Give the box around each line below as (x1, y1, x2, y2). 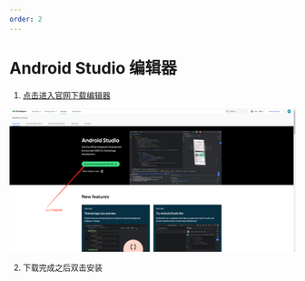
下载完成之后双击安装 (22, 262, 103, 273)
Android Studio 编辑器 (9, 57, 177, 78)
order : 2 (9, 15, 43, 24)
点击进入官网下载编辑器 (22, 89, 111, 100)
